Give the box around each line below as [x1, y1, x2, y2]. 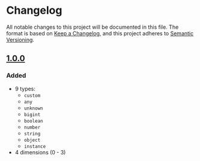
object [23, 137, 41, 143]
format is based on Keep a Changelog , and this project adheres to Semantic [6, 29, 194, 37]
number [23, 124, 41, 130]
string [23, 130, 41, 136]
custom [23, 92, 41, 99]
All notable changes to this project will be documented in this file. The [6, 23, 179, 31]
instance [23, 143, 46, 150]
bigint [23, 111, 41, 117]
